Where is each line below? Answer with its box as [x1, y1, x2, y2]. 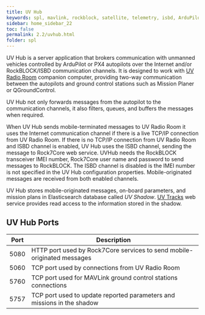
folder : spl [6, 37, 37, 43]
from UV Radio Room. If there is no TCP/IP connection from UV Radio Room [6, 136, 196, 143]
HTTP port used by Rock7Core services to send [31, 245, 169, 254]
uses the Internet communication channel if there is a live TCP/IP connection [6, 129, 199, 137]
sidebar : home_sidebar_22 [6, 20, 72, 26]
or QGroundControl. [6, 87, 56, 93]
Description [96, 236, 131, 244]
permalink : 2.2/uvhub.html [6, 32, 75, 38]
